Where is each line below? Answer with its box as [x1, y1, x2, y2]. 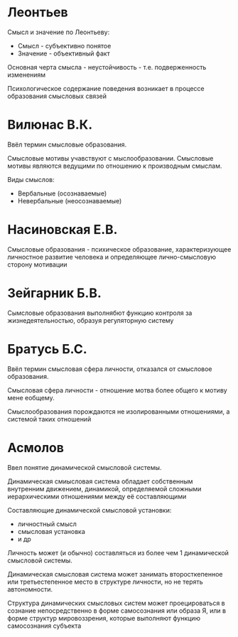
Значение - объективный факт [17, 49, 110, 58]
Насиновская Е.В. [7, 222, 118, 238]
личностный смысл [17, 520, 77, 528]
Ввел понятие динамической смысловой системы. [7, 463, 162, 471]
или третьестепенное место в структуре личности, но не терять [7, 577, 204, 586]
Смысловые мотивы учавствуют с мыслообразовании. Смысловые [7, 154, 214, 162]
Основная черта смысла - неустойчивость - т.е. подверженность [7, 63, 207, 71]
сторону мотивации [7, 260, 67, 269]
